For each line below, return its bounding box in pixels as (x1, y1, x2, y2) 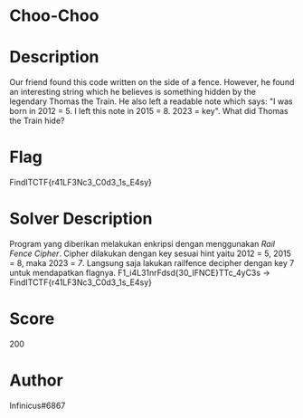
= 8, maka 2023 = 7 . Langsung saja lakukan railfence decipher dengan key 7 (9, 258, 295, 268)
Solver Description (9, 209, 153, 229)
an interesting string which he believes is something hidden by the (9, 87, 256, 98)
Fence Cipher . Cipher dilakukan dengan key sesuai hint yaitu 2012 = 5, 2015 (9, 248, 292, 259)
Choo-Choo (9, 5, 99, 26)
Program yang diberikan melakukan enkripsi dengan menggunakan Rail (9, 239, 276, 249)
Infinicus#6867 (9, 400, 66, 411)
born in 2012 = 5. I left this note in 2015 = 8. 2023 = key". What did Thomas (9, 106, 289, 117)
